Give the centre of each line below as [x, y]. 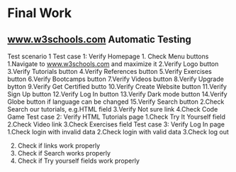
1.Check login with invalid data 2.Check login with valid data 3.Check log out [118, 132]
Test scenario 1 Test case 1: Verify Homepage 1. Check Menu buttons [108, 56]
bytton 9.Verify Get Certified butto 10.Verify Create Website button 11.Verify [117, 86]
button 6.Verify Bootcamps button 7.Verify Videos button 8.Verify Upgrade [116, 79]
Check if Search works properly [64, 153]
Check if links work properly [59, 146]
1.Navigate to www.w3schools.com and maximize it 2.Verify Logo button [113, 64]
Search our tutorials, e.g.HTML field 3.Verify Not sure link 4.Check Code [113, 109]
